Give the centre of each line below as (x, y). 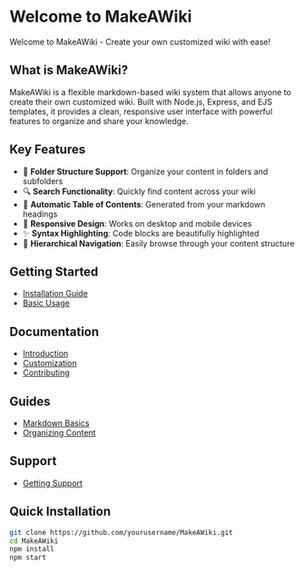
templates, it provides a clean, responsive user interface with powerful (141, 111)
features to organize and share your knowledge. (99, 121)
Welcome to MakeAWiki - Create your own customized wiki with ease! (140, 42)
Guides (30, 401)
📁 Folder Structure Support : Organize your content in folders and (145, 171)
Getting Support (53, 483)
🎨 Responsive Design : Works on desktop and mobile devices (137, 223)
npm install (32, 549)
